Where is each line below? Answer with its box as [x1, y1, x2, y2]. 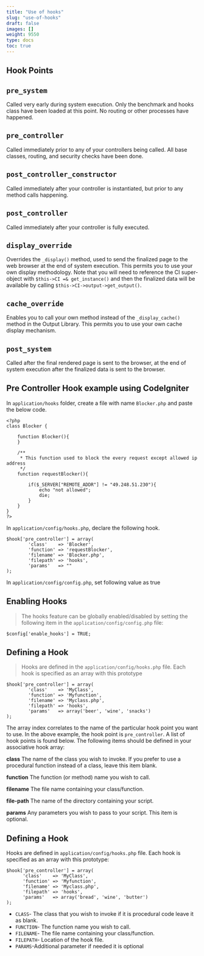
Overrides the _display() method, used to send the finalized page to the [6, 256, 188, 263]
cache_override [6, 299, 64, 308]
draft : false [6, 20, 40, 26]
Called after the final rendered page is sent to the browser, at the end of [6, 359, 186, 366]
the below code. [6, 406, 47, 413]
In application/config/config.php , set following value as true [6, 578, 161, 586]
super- [181, 269, 199, 276]
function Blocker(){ [17, 434, 69, 440]
